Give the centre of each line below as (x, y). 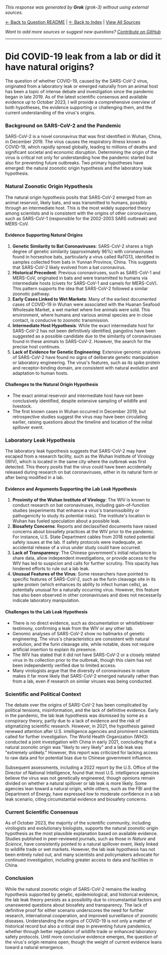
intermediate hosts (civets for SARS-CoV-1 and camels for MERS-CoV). (85, 283)
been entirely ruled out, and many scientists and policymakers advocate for (82, 855)
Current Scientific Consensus (42, 812)
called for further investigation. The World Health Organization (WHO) (77, 736)
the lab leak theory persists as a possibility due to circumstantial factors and (83, 899)
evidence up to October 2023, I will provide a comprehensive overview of (80, 102)
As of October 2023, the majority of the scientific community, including (78, 823)
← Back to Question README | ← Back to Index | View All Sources (73, 22)
